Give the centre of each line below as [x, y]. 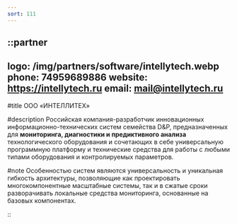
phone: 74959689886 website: [77, 77]
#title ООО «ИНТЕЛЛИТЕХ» [49, 105]
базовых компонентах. [42, 200]
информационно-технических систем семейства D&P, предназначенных [118, 126]
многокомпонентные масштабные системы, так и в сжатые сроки [108, 185]
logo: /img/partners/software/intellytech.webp [113, 67]
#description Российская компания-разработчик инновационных [106, 119]
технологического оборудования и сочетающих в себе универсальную [116, 141]
